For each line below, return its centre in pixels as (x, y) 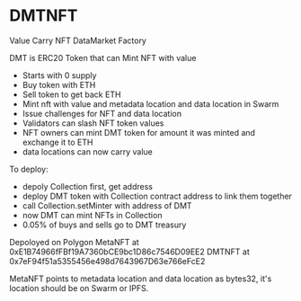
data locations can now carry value (87, 151)
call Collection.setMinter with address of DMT (107, 205)
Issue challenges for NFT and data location (102, 113)
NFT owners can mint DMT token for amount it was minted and (139, 132)
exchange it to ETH (58, 142)
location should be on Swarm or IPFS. (79, 288)
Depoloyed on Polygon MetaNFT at (74, 242)
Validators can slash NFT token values (93, 123)
